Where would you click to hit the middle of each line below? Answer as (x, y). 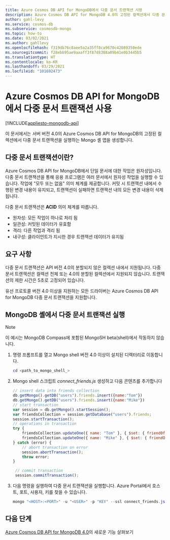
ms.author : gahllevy (27, 43)
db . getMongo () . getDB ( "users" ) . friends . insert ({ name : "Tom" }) (78, 396)
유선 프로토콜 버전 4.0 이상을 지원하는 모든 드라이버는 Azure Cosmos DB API (82, 291)
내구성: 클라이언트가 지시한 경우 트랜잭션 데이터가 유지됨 (68, 237)
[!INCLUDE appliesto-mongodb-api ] (42, 123)
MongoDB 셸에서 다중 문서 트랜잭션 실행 (65, 314)
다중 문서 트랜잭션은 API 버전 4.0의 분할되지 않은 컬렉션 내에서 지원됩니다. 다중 (83, 267)
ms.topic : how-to (24, 33)
